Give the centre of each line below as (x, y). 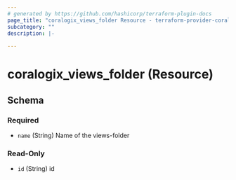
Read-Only (26, 153)
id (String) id (36, 169)
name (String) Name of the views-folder (73, 135)
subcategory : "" (31, 27)
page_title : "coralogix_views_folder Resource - (80, 20)
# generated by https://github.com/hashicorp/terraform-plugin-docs (110, 14)
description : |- (31, 33)
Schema (26, 100)
